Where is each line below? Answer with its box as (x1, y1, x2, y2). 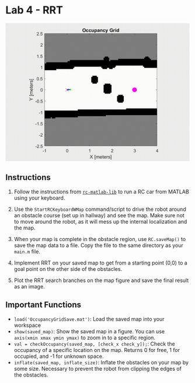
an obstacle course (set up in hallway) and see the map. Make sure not (13, 211, 185, 219)
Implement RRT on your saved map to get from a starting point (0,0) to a (13, 259, 187, 266)
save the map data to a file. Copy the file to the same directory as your (13, 242, 183, 249)
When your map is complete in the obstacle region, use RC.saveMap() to (13, 235, 186, 242)
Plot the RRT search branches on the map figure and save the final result (13, 277, 189, 284)
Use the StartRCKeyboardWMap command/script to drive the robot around (13, 206, 186, 213)
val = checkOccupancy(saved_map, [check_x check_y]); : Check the (13, 340, 176, 347)
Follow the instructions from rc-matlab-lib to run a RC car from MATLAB (13, 188, 189, 195)
